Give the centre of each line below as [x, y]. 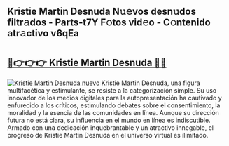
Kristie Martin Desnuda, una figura [151, 83]
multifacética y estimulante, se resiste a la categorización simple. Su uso [112, 90]
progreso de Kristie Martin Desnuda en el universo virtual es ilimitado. [108, 135]
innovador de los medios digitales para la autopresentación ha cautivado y [114, 98]
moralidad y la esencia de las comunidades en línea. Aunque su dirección [113, 113]
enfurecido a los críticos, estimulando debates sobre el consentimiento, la [114, 105]
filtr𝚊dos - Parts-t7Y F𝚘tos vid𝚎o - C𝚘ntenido [109, 23]
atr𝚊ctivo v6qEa [43, 33]
